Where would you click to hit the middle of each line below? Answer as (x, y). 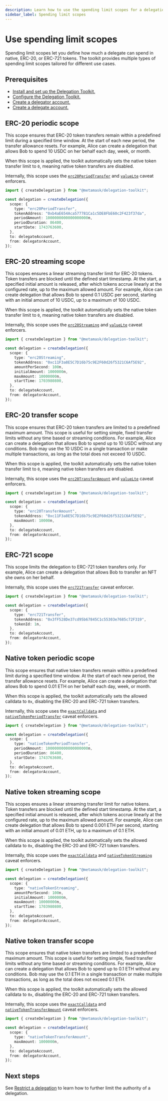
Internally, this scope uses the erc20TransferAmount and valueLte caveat (79, 478)
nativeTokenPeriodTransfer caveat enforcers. (52, 716)
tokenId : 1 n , (28, 624)
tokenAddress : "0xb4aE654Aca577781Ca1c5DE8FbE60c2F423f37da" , (80, 213)
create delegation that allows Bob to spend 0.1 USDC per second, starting (81, 295)
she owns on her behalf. (30, 578)
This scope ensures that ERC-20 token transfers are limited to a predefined (82, 427)
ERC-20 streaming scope (45, 261)
